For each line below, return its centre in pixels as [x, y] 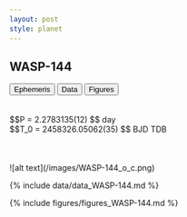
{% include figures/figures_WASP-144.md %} [94, 203]
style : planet [36, 29]
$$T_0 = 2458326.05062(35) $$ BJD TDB [88, 129]
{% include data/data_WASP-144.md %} [84, 185]
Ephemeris [32, 89]
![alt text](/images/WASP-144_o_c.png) [82, 168]
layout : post [34, 19]
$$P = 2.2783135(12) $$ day [63, 120]
